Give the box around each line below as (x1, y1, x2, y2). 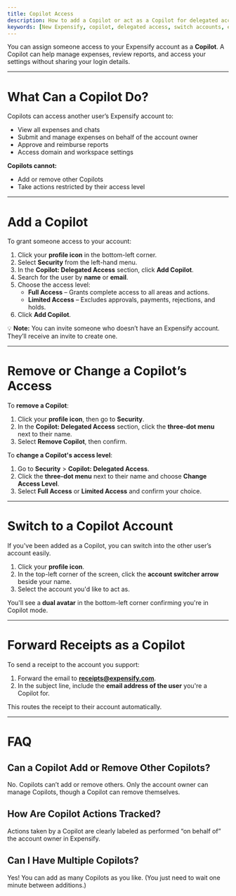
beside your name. (17, 578, 72, 586)
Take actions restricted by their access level (17, 183, 145, 191)
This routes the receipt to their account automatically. (7, 703, 162, 711)
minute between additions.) (7, 881, 86, 889)
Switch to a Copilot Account (7, 518, 173, 534)
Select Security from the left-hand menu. (17, 258, 138, 267)
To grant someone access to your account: (7, 237, 132, 246)
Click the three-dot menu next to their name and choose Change (17, 472, 207, 481)
